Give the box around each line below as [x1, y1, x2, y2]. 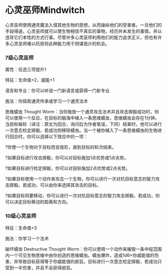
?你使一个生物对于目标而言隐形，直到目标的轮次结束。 [5, 144, 117, 150]
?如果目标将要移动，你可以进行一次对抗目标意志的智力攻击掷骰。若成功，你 [5, 192, 160, 199]
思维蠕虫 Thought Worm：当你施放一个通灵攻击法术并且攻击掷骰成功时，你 [5, 109, 159, 115]
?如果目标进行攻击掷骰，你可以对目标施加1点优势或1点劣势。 [5, 155, 129, 161]
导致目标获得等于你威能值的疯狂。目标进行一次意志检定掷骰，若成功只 [18, 258, 162, 264]
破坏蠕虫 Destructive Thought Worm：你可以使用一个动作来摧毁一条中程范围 [5, 246, 162, 252]
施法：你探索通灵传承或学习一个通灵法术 [5, 98, 88, 104]
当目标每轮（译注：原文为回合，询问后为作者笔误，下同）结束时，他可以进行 [5, 121, 162, 127]
